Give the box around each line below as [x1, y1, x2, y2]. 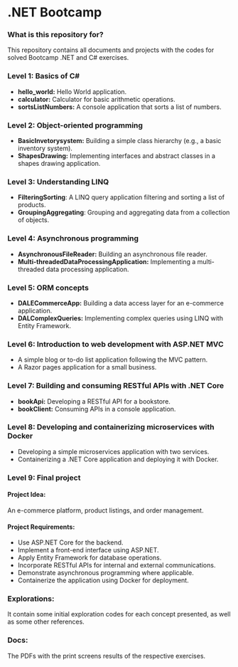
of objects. [17, 216, 50, 224]
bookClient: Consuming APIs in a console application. [17, 404, 176, 413]
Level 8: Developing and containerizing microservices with [7, 422, 215, 432]
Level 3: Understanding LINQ [7, 177, 109, 187]
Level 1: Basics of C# [7, 71, 80, 81]
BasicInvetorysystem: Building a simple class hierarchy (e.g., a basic [17, 137, 222, 145]
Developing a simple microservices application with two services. [17, 447, 210, 456]
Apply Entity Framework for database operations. [17, 553, 162, 562]
